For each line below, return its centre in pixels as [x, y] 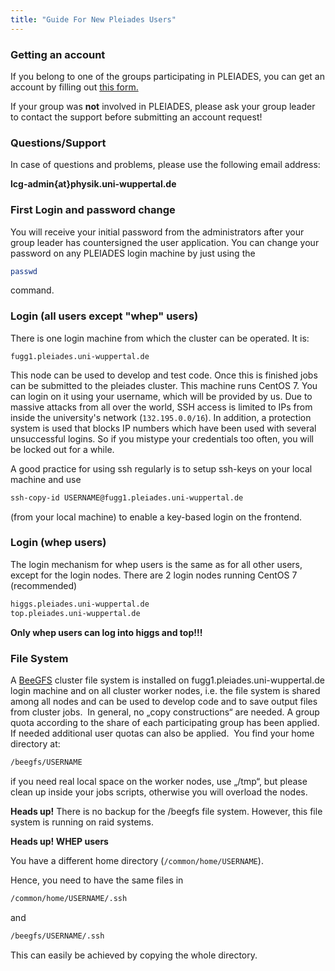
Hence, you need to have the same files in [97, 880]
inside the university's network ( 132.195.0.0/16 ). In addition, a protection [161, 417]
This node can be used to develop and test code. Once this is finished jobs [164, 375]
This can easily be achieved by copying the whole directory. [134, 955]
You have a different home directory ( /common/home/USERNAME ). [137, 860]
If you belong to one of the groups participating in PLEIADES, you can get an [167, 76]
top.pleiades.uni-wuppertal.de [75, 613]
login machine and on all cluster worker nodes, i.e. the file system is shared [165, 690]
